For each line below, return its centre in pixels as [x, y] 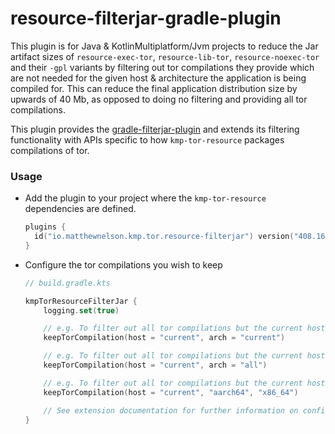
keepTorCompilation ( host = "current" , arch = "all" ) [155, 365]
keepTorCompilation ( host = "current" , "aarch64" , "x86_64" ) [171, 392]
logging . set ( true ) [81, 310]
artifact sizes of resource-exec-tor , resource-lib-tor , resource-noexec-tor [165, 56]
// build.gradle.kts [67, 283]
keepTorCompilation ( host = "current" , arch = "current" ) [164, 338]
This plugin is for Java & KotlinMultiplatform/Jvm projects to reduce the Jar [164, 46]
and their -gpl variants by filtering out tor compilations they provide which [162, 67]
